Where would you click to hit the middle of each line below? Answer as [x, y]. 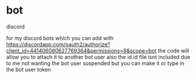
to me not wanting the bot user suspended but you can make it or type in [95, 63]
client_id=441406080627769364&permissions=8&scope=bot [81, 50]
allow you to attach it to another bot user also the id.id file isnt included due [98, 57]
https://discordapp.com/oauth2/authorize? [58, 44]
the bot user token [29, 69]
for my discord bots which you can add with [60, 38]
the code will [173, 50]
